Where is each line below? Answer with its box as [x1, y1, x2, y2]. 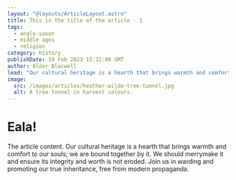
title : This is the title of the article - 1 [7, 17, 143, 24]
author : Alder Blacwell [7, 63, 77, 70]
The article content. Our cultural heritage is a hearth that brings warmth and [7, 142, 227, 151]
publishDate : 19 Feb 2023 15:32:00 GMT [7, 56, 124, 63]
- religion [13, 43, 46, 50]
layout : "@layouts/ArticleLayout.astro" [7, 10, 128, 18]
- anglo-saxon [13, 30, 55, 37]
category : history [7, 50, 61, 57]
